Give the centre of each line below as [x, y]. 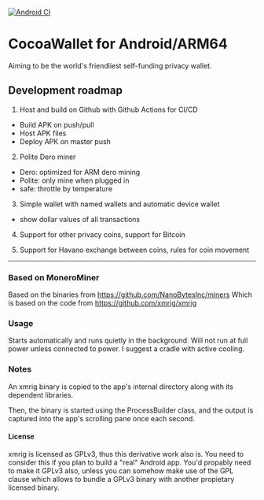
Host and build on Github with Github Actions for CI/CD [108, 109]
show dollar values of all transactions [79, 219]
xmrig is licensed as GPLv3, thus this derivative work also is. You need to [126, 454]
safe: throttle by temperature [66, 188]
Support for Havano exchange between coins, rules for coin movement [134, 250]
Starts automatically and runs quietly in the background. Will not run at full [128, 341]
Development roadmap [66, 91]
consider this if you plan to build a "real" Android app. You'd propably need [130, 462]
